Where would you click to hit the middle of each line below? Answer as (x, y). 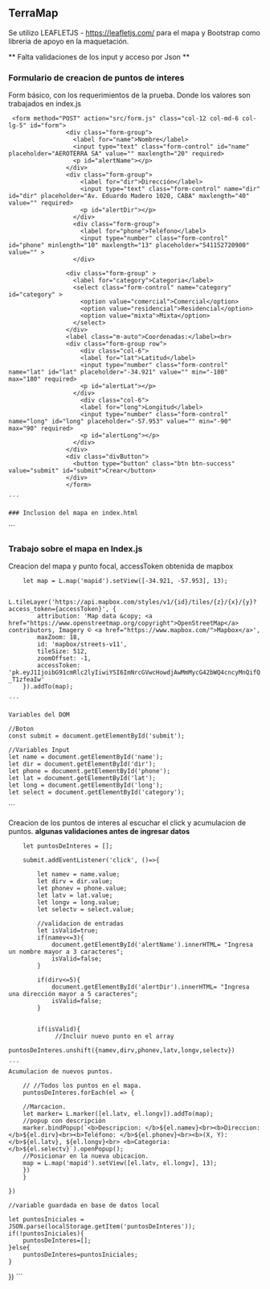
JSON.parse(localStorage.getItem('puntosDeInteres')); (102, 1227)
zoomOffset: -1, (64, 659)
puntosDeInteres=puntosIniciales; (80, 1255)
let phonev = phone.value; (82, 889)
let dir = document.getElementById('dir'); (82, 764)
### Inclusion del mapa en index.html (73, 513)
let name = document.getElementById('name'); (86, 757)
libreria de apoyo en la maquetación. (69, 41)
